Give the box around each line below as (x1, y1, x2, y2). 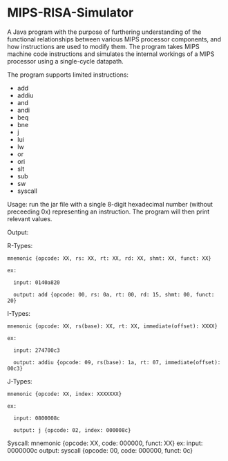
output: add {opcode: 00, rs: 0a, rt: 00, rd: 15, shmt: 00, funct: (13, 291, 215, 298)
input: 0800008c (13, 415, 60, 422)
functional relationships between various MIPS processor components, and (7, 35, 221, 43)
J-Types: (7, 377, 32, 385)
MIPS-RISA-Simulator (7, 5, 134, 21)
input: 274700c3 (13, 347, 60, 354)
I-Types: (7, 309, 31, 317)
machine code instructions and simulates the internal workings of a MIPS (7, 50, 215, 58)
